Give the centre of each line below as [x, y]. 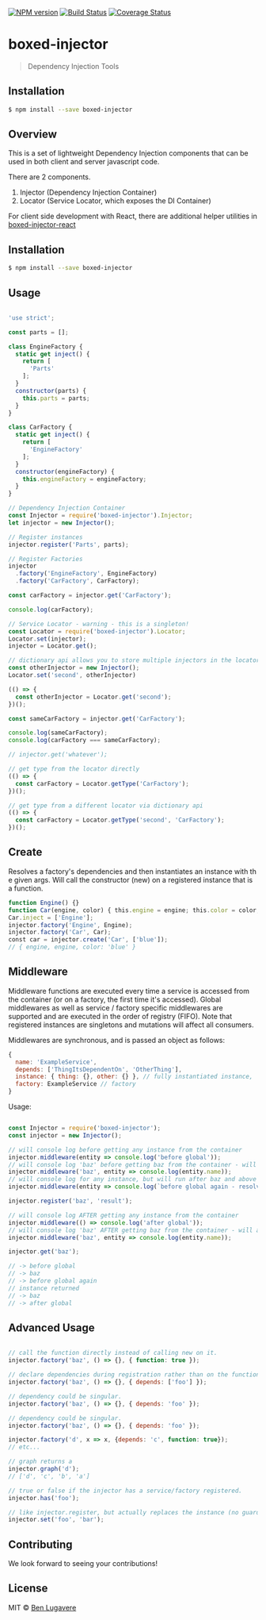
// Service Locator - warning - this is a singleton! [99, 624]
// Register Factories [46, 559]
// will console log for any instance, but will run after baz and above [133, 1179]
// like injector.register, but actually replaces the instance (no [123, 1512]
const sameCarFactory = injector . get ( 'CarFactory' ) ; [97, 718]
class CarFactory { [40, 427]
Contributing [40, 1544]
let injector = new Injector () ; [61, 523]
